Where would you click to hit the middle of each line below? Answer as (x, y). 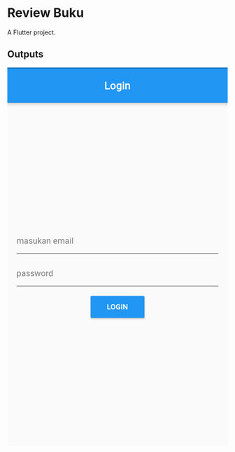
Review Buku (45, 13)
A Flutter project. (31, 32)
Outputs (26, 54)
